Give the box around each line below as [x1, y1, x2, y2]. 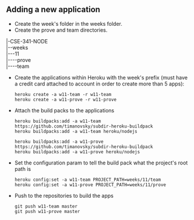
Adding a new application [6, 5, 101, 15]
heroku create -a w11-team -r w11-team [14, 91, 112, 97]
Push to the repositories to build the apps [14, 192, 114, 199]
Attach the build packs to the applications [14, 106, 115, 114]
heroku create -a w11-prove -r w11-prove [14, 97, 117, 102]
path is [14, 165, 31, 172]
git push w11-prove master [14, 208, 80, 214]
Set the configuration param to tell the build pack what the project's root [14, 159, 188, 166]
